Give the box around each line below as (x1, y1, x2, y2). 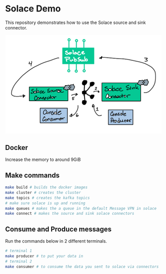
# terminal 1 (5, 249, 32, 254)
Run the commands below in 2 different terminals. (5, 238, 107, 244)
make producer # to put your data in (5, 254, 83, 259)
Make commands (5, 171, 60, 179)
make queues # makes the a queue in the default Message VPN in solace (5, 206, 157, 211)
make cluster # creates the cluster (5, 190, 81, 195)
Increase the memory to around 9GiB (5, 156, 81, 162)
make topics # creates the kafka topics (5, 195, 90, 200)
